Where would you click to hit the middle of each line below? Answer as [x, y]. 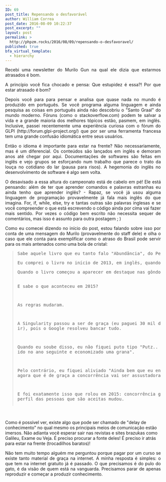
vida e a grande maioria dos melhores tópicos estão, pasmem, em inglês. [83, 121]
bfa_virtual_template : [28, 51]
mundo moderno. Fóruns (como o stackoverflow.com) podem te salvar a [83, 115]
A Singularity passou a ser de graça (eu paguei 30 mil [86, 323]
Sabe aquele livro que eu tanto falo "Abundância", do [85, 254]
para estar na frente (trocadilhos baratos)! [48, 443]
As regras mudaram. [41, 305]
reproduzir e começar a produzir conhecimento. [54, 474]
